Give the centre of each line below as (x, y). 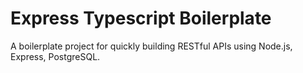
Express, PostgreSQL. (55, 56)
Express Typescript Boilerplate (141, 18)
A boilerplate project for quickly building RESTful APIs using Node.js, (151, 46)
